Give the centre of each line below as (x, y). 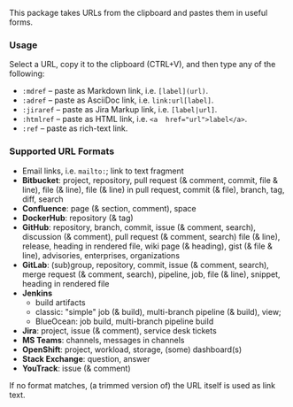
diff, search (42, 199)
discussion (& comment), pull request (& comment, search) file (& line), (151, 236)
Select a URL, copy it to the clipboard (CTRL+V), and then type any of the (143, 65)
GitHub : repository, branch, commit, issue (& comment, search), (139, 227)
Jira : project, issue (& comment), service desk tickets (119, 330)
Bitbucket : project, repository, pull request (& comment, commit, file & (150, 180)
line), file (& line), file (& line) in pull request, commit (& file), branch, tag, (153, 189)
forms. (21, 22)
